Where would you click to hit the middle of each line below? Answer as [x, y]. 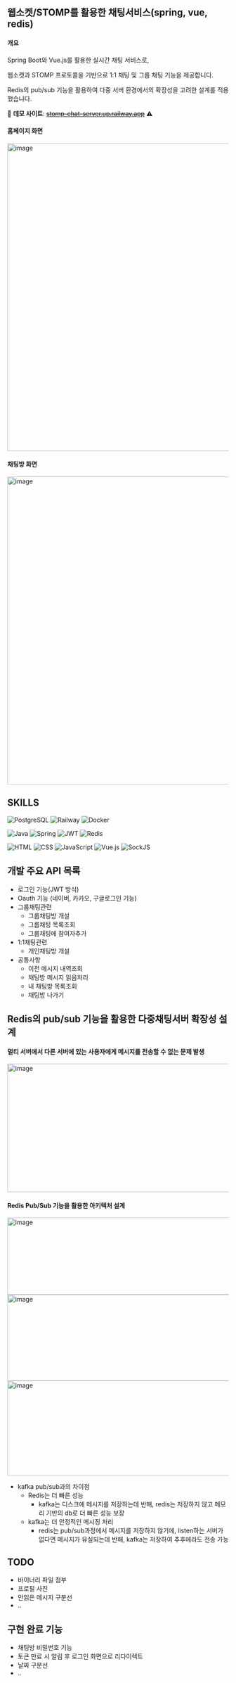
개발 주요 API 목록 [44, 871]
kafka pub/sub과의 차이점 [53, 1487]
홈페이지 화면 [25, 131]
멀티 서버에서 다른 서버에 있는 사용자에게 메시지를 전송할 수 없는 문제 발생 [106, 1051]
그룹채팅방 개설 [49, 915]
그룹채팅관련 [35, 907]
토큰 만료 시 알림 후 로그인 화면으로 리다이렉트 [80, 1656]
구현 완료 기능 [35, 1629]
